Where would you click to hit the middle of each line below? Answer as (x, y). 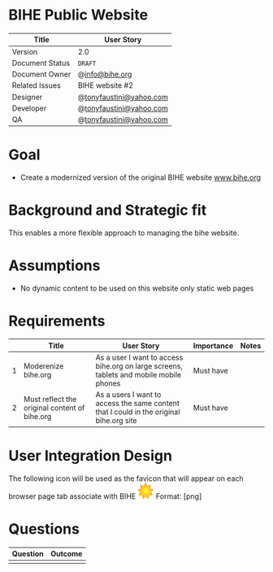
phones (108, 383)
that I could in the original (138, 412)
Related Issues (36, 85)
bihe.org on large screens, (139, 366)
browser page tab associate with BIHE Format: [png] (105, 496)
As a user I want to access (139, 358)
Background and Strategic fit (108, 210)
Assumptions (54, 265)
